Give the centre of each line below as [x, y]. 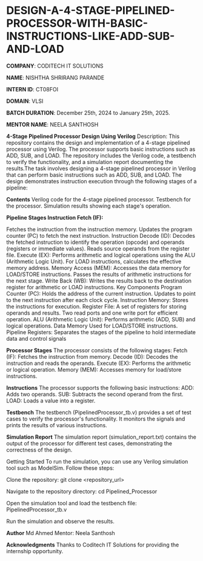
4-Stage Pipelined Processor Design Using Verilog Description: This [93, 136]
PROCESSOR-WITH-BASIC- [77, 23]
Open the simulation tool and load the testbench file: [72, 503]
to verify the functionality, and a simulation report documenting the [90, 162]
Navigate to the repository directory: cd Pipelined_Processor [82, 491]
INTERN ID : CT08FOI [32, 89]
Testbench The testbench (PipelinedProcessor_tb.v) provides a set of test [99, 412]
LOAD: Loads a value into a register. [51, 401]
